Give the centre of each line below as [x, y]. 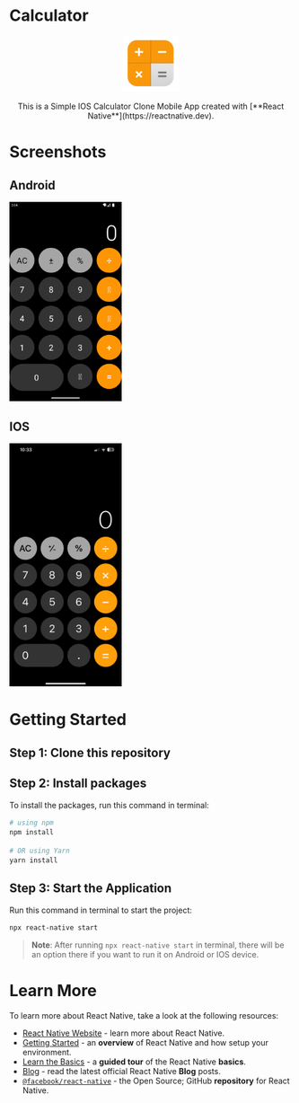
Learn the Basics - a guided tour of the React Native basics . [134, 1062]
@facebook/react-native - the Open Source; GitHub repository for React [156, 1081]
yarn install [34, 860]
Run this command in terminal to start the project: [101, 910]
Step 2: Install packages [78, 784]
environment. [47, 1052]
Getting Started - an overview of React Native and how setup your [145, 1042]
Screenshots [58, 152]
